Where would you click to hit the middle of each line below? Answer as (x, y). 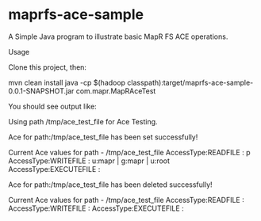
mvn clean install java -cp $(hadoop (67, 82)
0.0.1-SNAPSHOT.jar (41, 91)
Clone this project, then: (48, 67)
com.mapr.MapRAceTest (116, 91)
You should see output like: (52, 106)
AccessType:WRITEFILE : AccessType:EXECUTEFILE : (96, 208)
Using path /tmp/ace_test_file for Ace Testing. (83, 121)
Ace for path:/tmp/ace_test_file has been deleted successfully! (110, 185)
